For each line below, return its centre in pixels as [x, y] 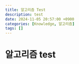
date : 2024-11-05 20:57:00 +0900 [40, 19]
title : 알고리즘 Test [25, 10]
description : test [24, 14]
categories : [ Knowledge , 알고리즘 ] [40, 24]
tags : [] [14, 28]
